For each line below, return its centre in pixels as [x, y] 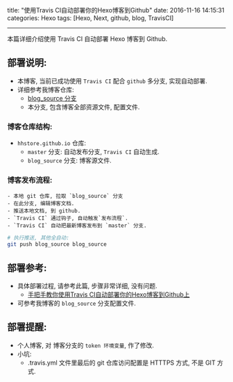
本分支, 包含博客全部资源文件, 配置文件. [84, 107]
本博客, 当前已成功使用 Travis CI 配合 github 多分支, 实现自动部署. [112, 81]
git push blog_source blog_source [57, 244]
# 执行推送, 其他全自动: [38, 238]
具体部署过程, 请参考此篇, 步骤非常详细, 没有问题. [87, 285]
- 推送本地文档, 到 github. [44, 211]
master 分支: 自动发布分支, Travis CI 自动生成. [93, 152]
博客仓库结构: [30, 126]
